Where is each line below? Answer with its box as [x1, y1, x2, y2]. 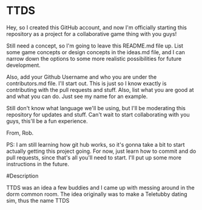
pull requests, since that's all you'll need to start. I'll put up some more [6, 153, 182, 161]
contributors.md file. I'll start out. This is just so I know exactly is [6, 80, 167, 87]
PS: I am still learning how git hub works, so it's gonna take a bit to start [6, 141, 185, 148]
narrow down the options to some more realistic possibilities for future [6, 55, 182, 62]
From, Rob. [6, 129, 34, 136]
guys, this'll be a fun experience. [6, 117, 88, 125]
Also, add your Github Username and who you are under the [6, 73, 157, 80]
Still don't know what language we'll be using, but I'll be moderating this [6, 104, 186, 111]
